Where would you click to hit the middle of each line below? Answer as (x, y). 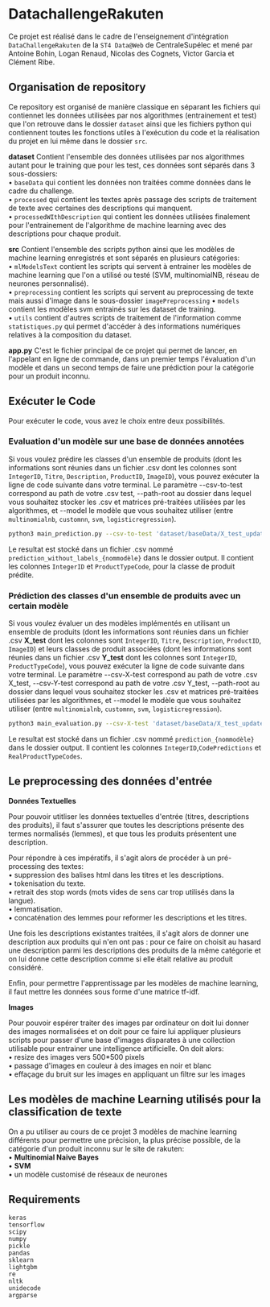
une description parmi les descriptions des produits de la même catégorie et (135, 950)
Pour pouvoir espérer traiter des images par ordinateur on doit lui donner (129, 1023)
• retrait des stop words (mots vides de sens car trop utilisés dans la (121, 891)
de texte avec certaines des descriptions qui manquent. (100, 208)
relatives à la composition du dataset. (70, 334)
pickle (19, 1246)
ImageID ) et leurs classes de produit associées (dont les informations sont (130, 649)
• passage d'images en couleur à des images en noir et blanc (110, 1065)
